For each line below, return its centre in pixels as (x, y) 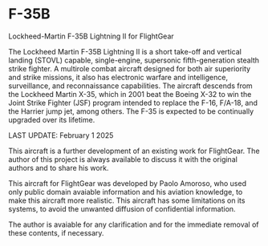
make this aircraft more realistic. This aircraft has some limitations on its (127, 200)
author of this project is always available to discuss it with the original (123, 159)
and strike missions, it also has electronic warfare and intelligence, (118, 77)
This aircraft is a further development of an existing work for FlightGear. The (134, 151)
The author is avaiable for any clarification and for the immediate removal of (134, 224)
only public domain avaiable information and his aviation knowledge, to (126, 192)
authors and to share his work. (59, 167)
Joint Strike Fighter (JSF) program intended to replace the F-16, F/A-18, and (133, 103)
